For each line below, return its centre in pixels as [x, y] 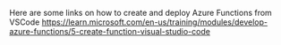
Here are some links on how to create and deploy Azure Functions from [141, 13]
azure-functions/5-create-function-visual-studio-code [110, 31]
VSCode [25, 22]
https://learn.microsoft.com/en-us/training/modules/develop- [155, 22]
